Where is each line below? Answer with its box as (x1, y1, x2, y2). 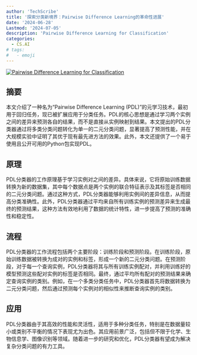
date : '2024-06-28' (6, 19, 54, 25)
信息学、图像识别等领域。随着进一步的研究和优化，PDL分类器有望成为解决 (11, 335, 191, 342)
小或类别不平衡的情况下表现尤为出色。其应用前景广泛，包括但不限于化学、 (6, 327, 186, 335)
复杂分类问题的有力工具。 (6, 342, 68, 350)
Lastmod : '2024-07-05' (6, 25, 62, 31)
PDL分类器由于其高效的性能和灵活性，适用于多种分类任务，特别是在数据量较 (6, 320, 191, 327)
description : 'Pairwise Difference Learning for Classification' (6, 31, 169, 36)
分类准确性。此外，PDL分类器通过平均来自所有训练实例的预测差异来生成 (11, 198, 186, 205)
